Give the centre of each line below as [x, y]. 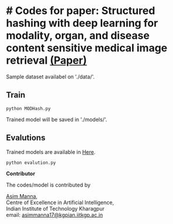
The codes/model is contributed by [48, 185]
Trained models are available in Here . [51, 152]
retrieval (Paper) [46, 61]
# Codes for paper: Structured [81, 11]
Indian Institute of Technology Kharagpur [55, 208]
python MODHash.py [28, 108]
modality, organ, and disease [78, 36]
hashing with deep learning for [82, 23]
